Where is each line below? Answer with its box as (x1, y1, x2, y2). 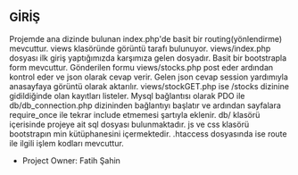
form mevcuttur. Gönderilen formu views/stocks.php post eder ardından (9, 62, 274, 72)
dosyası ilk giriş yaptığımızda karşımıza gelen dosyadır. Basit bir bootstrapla (9, 52, 287, 63)
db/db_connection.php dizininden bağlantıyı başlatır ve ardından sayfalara (9, 100, 281, 111)
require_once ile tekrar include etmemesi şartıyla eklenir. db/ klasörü (9, 109, 261, 120)
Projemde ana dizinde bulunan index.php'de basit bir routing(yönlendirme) (9, 33, 283, 44)
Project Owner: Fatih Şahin (21, 154, 120, 166)
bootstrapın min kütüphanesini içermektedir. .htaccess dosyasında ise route (9, 128, 287, 139)
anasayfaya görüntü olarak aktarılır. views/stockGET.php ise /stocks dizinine (9, 80, 290, 91)
